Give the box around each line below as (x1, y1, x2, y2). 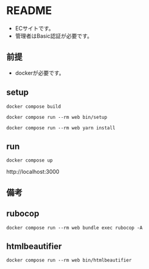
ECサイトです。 (15, 24, 55, 32)
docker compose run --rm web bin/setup (6, 114, 108, 120)
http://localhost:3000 (6, 168, 60, 176)
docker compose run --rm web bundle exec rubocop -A (6, 224, 143, 231)
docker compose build (6, 103, 61, 110)
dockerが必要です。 (15, 69, 65, 76)
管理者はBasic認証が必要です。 (15, 32, 93, 40)
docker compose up (6, 157, 53, 163)
